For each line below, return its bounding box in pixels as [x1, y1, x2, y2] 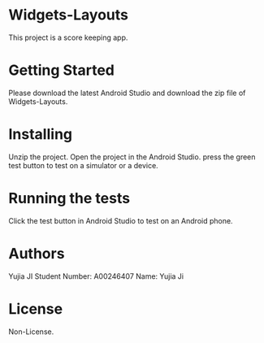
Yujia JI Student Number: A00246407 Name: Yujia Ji [8, 271, 184, 281]
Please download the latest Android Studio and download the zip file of [8, 88, 246, 98]
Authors [8, 244, 65, 263]
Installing [8, 125, 73, 144]
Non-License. [8, 327, 54, 336]
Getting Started [8, 61, 115, 80]
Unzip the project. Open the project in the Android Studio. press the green [8, 152, 256, 162]
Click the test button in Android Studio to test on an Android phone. [8, 215, 233, 225]
